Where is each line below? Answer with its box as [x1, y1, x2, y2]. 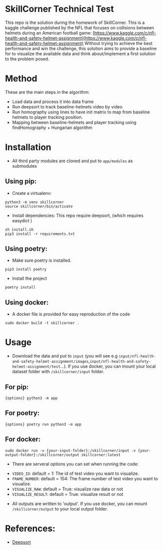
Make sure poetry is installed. [12, 257, 72, 263]
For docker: [5, 435, 41, 444]
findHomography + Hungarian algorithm [12, 125, 92, 130]
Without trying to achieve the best [84, 40, 153, 46]
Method [5, 73, 37, 84]
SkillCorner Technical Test [5, 3, 114, 15]
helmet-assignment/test [12, 364, 61, 369]
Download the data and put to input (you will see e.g [12, 353, 118, 359]
